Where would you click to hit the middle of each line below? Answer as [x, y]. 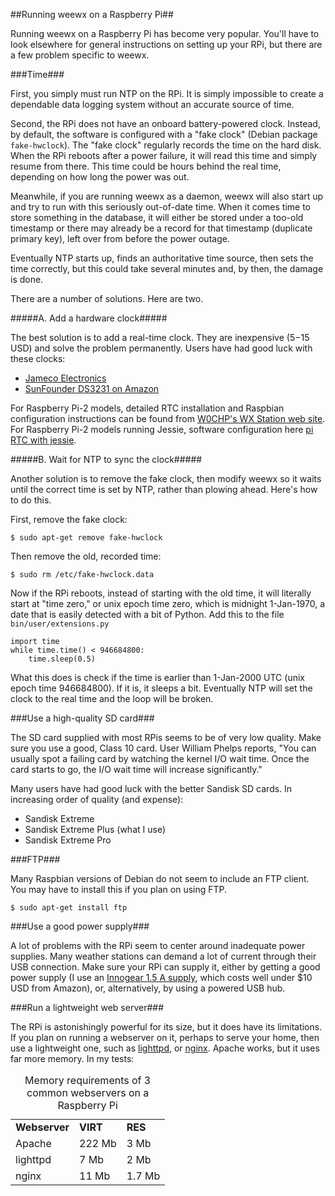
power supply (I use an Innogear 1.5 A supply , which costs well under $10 [161, 977]
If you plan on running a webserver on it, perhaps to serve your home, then [165, 1037]
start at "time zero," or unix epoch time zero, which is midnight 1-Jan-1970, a [168, 603]
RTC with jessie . [43, 440]
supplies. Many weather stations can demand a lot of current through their [163, 956]
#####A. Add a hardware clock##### [89, 318]
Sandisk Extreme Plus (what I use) [95, 829]
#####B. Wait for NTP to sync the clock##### [106, 459]
